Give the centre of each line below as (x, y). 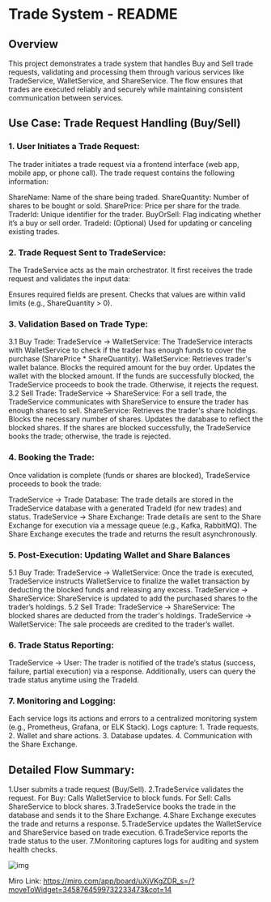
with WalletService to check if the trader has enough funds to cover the (127, 350)
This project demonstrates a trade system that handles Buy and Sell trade (131, 63)
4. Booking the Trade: (51, 457)
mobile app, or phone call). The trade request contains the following (121, 173)
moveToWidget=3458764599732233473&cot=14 (90, 890)
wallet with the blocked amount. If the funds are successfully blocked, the (131, 376)
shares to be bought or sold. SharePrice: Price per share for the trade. (125, 205)
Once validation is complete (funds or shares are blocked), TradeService (129, 475)
